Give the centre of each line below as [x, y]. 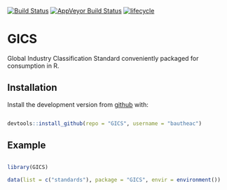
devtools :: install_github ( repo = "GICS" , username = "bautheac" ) [104, 123]
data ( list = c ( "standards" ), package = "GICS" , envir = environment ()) [114, 180]
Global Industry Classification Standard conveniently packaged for [103, 58]
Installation [32, 88]
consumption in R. [33, 66]
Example [27, 146]
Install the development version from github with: [78, 104]
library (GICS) [28, 168]
